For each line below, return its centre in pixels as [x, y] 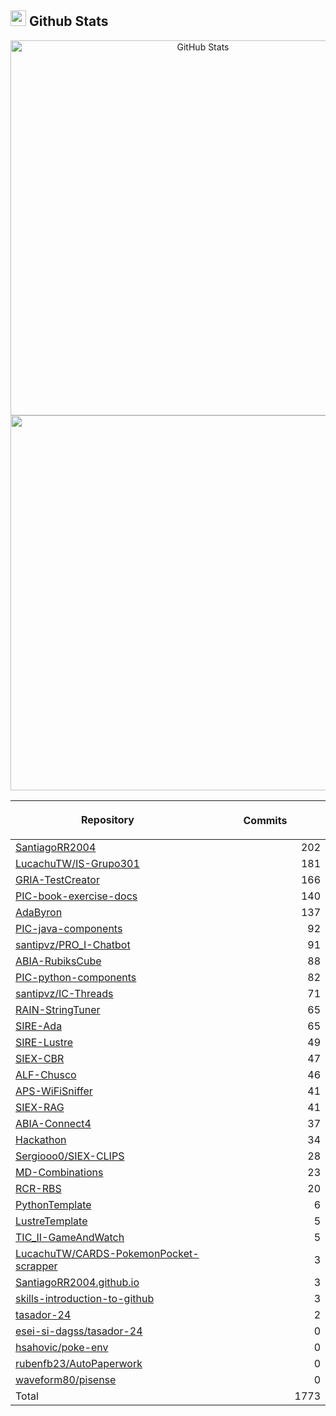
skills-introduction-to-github [85, 1298]
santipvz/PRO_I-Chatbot [73, 944]
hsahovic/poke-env [62, 1347]
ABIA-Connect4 [53, 1123]
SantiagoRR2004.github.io [77, 1282]
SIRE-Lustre [44, 1042]
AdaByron [39, 912]
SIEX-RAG [40, 1107]
